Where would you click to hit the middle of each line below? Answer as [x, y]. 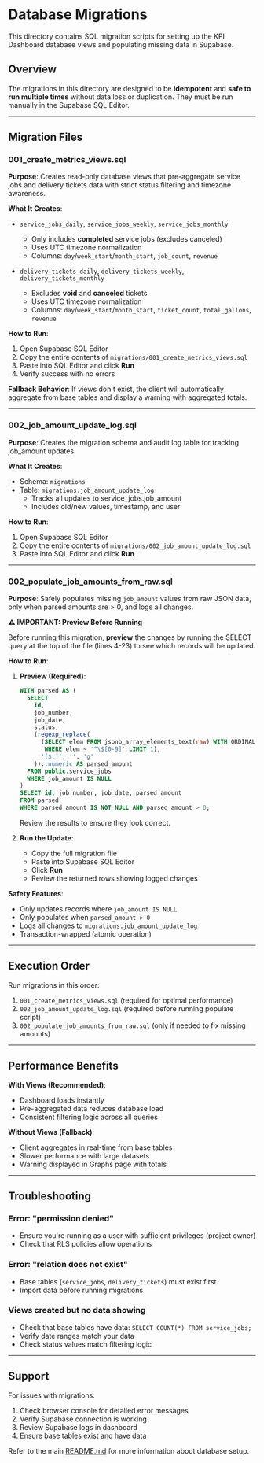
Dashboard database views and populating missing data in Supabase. [121, 44]
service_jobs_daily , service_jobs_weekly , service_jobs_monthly [124, 224]
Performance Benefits [64, 1066]
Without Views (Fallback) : [51, 1132]
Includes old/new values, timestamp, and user [106, 506]
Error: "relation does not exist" [68, 1265]
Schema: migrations [52, 481]
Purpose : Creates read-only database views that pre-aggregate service [125, 177]
